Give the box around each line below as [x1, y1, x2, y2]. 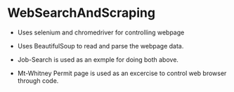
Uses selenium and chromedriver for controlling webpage [17, 28, 185, 37]
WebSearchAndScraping [7, 5, 156, 21]
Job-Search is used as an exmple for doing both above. [17, 55, 179, 64]
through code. [17, 76, 59, 85]
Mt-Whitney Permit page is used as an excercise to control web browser [17, 69, 227, 77]
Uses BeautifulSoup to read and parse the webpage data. [17, 41, 184, 50]
